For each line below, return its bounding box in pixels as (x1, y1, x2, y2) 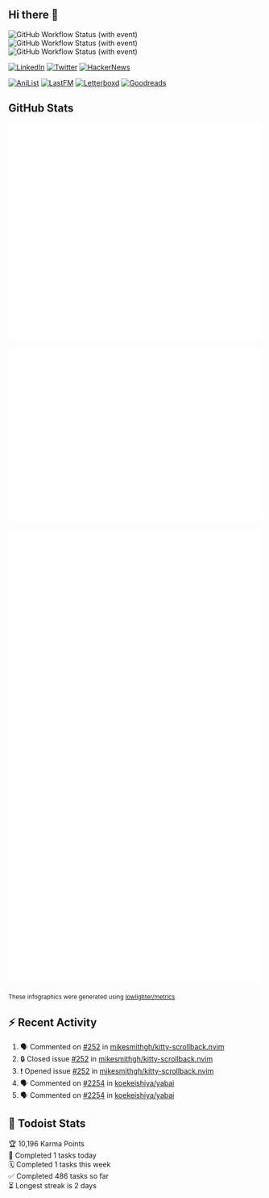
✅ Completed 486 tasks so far (8, 1171, 109, 1180)
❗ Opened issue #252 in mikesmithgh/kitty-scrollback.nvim (19, 1066, 214, 1075)
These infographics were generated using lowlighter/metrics (8, 993, 176, 1002)
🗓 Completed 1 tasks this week (8, 1159, 111, 1169)
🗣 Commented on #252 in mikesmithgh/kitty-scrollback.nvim (19, 1041, 225, 1051)
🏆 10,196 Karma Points (8, 1138, 85, 1148)
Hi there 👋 (8, 8, 59, 22)
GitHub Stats (8, 102, 74, 116)
